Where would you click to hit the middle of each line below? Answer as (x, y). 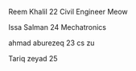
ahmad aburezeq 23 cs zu (52, 43)
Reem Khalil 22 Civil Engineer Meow (68, 12)
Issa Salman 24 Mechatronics (58, 27)
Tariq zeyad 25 (33, 58)
